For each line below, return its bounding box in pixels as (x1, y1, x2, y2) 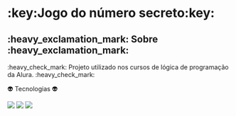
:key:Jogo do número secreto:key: (7, 5, 215, 21)
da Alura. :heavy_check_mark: (7, 71, 95, 79)
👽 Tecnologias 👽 (7, 85, 58, 93)
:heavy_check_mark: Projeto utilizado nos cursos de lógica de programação (7, 63, 229, 71)
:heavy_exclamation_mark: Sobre (7, 33, 159, 45)
